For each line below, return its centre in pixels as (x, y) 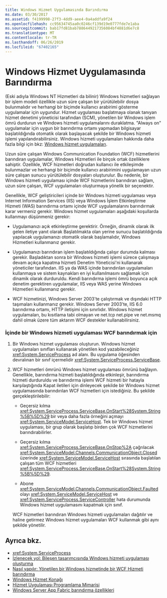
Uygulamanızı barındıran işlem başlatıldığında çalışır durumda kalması (84, 252)
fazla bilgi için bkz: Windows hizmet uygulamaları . (56, 144)
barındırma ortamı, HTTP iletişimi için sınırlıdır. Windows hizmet (77, 309)
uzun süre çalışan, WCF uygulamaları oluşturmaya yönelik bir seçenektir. (80, 185)
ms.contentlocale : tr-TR (31, 38)
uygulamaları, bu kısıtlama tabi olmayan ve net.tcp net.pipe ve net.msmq (86, 314)
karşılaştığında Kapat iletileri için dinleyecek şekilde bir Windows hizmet (86, 385)
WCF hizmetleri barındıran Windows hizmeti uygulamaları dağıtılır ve (83, 514)
